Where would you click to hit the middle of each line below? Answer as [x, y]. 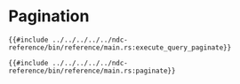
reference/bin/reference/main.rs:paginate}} [92, 71]
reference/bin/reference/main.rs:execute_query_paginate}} [120, 47]
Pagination [49, 16]
